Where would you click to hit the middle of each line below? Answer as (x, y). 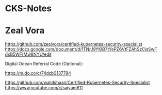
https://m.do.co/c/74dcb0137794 (38, 73)
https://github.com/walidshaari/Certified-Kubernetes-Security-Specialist (78, 82)
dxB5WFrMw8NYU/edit (28, 54)
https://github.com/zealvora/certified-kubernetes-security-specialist (74, 44)
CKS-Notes (28, 8)
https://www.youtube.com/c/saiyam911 (44, 88)
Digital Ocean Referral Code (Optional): (44, 64)
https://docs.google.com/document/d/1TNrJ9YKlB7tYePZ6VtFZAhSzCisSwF (81, 49)
